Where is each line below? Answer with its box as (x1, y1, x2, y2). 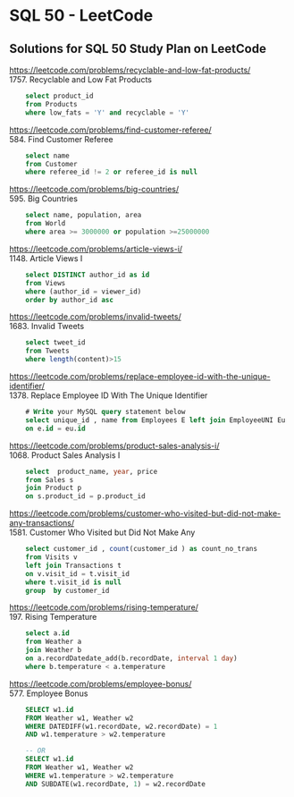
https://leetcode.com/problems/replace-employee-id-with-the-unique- (9, 371, 271, 381)
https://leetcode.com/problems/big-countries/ (9, 184, 180, 195)
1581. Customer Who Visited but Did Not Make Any (9, 527, 196, 538)
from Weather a (25, 637, 82, 647)
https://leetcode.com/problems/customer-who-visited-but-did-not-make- (9, 508, 281, 519)
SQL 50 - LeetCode (9, 5, 154, 26)
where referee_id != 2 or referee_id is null (25, 167, 198, 177)
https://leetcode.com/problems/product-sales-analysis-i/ (9, 440, 220, 451)
